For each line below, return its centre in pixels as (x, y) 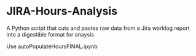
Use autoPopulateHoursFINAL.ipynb (52, 46)
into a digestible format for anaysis (50, 34)
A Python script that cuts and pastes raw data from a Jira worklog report (98, 28)
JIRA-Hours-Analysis (62, 11)
